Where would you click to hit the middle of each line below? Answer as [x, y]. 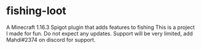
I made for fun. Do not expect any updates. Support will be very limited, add [100, 33]
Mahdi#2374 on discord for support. [51, 40]
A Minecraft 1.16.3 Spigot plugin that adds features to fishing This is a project [100, 27]
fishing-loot [36, 11]
